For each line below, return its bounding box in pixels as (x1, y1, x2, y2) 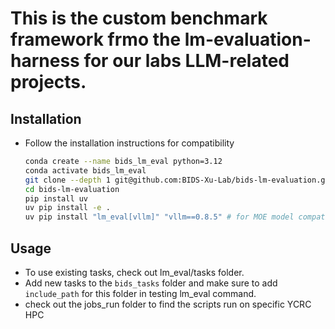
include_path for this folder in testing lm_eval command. (24, 287, 257, 299)
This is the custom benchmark (10, 7, 268, 30)
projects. (10, 71, 87, 94)
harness (10, 50, 80, 72)
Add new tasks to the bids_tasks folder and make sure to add (24, 277, 278, 289)
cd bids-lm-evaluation (24, 184, 120, 194)
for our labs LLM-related (83, 50, 290, 72)
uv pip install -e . (24, 203, 111, 213)
